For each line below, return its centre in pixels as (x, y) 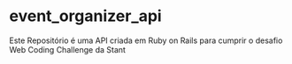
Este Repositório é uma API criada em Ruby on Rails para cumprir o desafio (146, 40)
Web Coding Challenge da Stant (68, 49)
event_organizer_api (85, 16)
